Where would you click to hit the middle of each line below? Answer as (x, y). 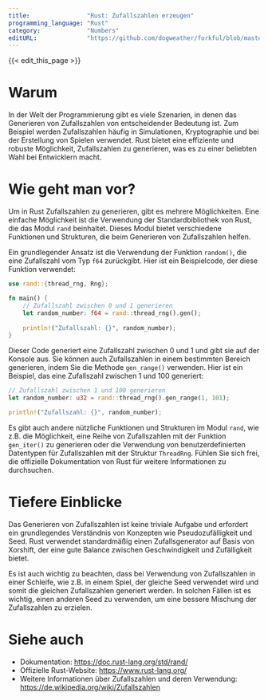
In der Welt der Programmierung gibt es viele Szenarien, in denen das (123, 115)
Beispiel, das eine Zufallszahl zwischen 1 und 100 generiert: (106, 376)
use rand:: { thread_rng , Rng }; (59, 284)
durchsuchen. (31, 470)
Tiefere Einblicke (65, 502)
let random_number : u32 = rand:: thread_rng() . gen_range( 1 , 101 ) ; (119, 398)
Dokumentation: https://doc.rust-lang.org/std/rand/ (104, 662)
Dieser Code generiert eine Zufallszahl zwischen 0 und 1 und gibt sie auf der (134, 351)
